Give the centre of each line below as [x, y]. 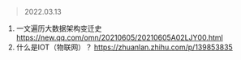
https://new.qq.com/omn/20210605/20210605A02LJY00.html [119, 37]
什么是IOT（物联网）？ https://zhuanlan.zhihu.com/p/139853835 [124, 47]
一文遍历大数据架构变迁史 [59, 28]
